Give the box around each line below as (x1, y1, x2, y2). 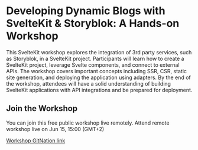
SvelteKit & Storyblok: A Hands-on (6, 17, 180, 30)
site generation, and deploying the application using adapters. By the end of (6, 74, 191, 81)
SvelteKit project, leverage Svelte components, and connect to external (6, 61, 180, 69)
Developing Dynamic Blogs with (6, 4, 165, 18)
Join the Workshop (6, 103, 78, 113)
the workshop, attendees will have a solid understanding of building (6, 80, 171, 87)
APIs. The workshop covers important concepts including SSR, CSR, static (6, 67, 187, 74)
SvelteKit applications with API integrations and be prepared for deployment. (6, 86, 193, 93)
